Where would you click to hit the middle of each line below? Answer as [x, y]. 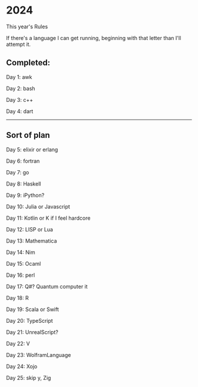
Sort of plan [28, 135]
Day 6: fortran [23, 161]
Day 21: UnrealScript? [32, 332]
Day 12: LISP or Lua [29, 229]
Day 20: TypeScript [29, 320]
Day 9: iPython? [25, 195]
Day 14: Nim [21, 252]
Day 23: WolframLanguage [39, 355]
